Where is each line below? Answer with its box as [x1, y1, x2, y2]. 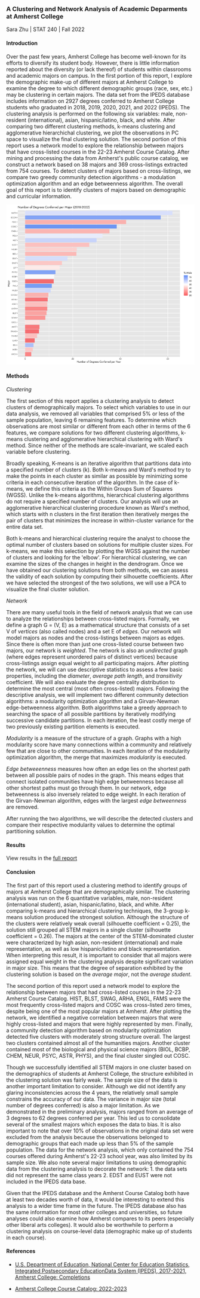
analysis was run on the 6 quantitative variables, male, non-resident [6, 894, 173, 901]
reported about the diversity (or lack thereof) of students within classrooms [6, 65, 192, 73]
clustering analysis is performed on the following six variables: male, [6, 110, 175, 117]
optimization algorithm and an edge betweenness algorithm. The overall [6, 180, 183, 187]
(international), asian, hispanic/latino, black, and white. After [27, 116, 176, 124]
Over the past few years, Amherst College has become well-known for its [6, 53, 187, 60]
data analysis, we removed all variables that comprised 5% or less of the [6, 410, 185, 417]
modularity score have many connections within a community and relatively [6, 741, 192, 748]
